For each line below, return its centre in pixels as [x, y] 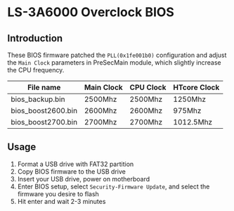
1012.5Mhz [193, 122]
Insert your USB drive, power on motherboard [84, 179]
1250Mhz [189, 99]
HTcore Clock [196, 87]
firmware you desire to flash [58, 193]
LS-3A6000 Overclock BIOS [91, 12]
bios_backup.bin [38, 99]
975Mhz [187, 111]
